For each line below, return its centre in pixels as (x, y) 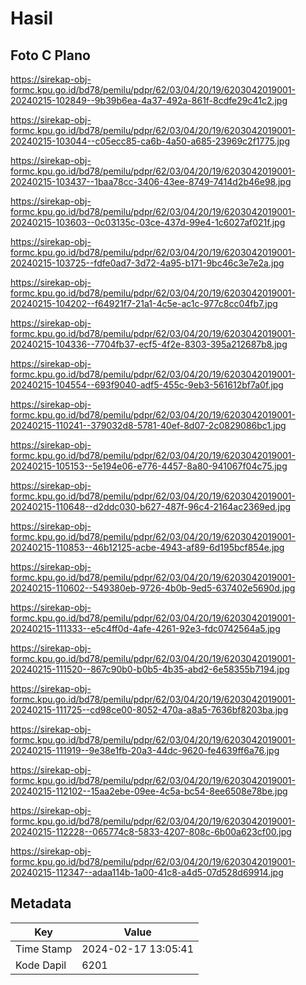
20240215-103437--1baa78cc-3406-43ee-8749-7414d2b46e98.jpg (151, 181)
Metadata (41, 903)
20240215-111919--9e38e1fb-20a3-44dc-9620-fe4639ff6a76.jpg (145, 750)
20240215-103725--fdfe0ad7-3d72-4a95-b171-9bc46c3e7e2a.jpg (147, 263)
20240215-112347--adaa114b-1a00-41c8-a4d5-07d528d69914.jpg (147, 872)
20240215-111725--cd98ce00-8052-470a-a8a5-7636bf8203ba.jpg (149, 710)
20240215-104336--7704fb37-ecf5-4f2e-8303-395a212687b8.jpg (149, 344)
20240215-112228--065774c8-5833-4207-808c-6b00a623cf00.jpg (151, 831)
